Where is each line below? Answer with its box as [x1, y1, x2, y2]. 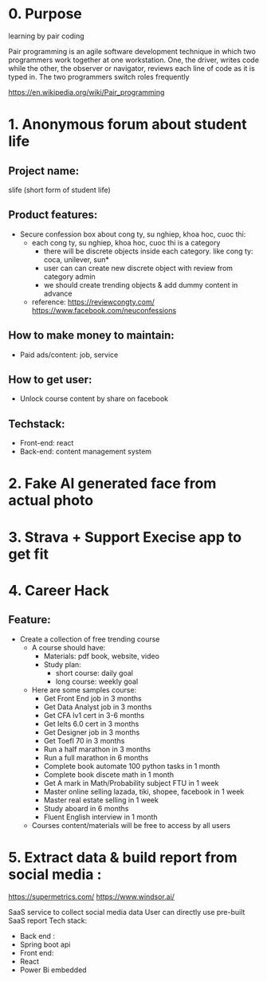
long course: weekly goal [55, 677, 139, 686]
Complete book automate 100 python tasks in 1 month [43, 761, 221, 771]
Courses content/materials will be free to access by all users [31, 820, 231, 830]
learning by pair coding [8, 31, 84, 41]
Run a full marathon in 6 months [43, 752, 149, 762]
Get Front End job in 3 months [43, 693, 142, 703]
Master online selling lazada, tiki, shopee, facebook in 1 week [43, 787, 245, 796]
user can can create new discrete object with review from [43, 263, 234, 273]
